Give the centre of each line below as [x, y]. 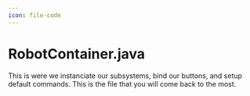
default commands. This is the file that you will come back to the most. [122, 84]
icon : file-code [34, 15]
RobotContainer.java [77, 53]
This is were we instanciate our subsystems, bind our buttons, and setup [125, 76]
